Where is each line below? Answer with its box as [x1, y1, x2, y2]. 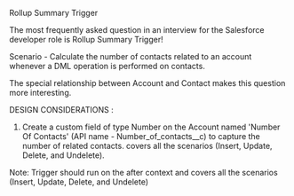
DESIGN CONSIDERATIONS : [9, 105, 114, 114]
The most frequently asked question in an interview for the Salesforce [9, 25, 265, 35]
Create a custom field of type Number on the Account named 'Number [21, 122, 281, 132]
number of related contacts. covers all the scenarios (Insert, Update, [21, 141, 273, 151]
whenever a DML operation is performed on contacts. [9, 61, 206, 71]
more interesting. [9, 88, 72, 98]
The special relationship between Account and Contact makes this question [9, 78, 286, 88]
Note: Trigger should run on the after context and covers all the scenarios [9, 168, 278, 177]
